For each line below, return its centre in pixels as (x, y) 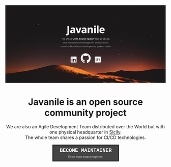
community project (85, 113)
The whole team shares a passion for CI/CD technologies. (85, 137)
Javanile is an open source (85, 102)
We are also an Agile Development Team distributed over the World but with (85, 127)
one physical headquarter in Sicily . (85, 132)
